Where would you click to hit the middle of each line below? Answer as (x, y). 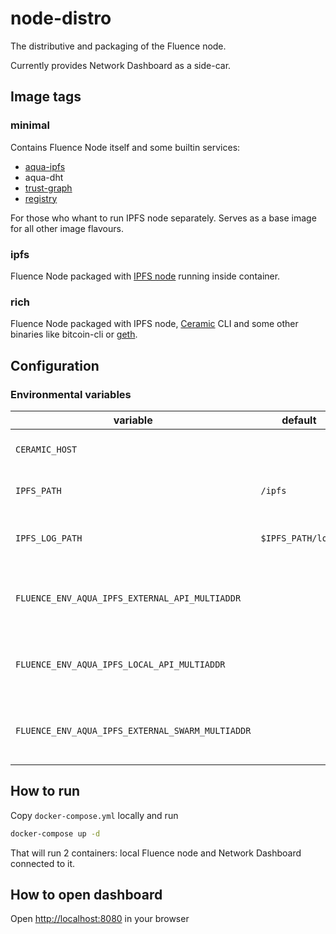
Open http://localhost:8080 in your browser (100, 919)
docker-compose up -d (55, 833)
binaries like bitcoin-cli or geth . (74, 334)
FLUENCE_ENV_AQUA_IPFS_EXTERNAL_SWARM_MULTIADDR (133, 730)
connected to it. (42, 863)
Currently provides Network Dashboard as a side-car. (121, 65)
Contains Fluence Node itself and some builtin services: (125, 147)
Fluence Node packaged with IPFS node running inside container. (145, 276)
